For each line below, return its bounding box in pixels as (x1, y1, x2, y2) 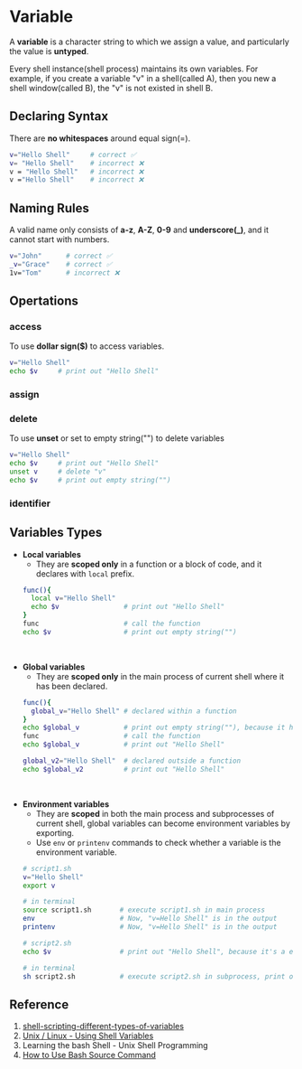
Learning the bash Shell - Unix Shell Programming (22, 1040, 209, 1051)
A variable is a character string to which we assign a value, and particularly (9, 36, 290, 47)
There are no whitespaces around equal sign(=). (9, 133, 191, 144)
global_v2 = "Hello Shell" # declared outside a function (22, 756, 242, 765)
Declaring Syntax (9, 108, 109, 124)
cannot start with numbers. (9, 234, 110, 245)
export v (22, 881, 56, 890)
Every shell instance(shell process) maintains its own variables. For (9, 63, 259, 74)
